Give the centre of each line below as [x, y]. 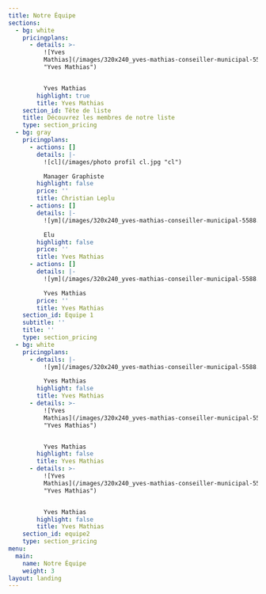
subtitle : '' [44, 323]
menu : [17, 549]
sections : [25, 23]
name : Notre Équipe [55, 563]
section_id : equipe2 [56, 534]
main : [25, 556]
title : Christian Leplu [76, 199]
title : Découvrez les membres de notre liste [99, 118]
